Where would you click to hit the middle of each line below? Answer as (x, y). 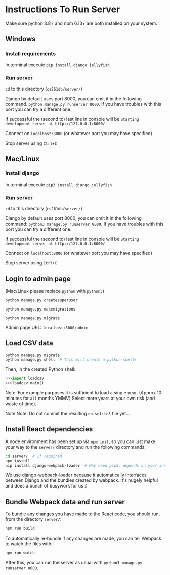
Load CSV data (29, 343)
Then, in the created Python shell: (40, 369)
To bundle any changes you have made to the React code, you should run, (83, 514)
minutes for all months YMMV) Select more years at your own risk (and (80, 399)
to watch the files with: (29, 544)
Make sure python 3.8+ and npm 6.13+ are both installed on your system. (81, 23)
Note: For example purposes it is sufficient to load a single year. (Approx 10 (83, 393)
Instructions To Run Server (63, 9)
